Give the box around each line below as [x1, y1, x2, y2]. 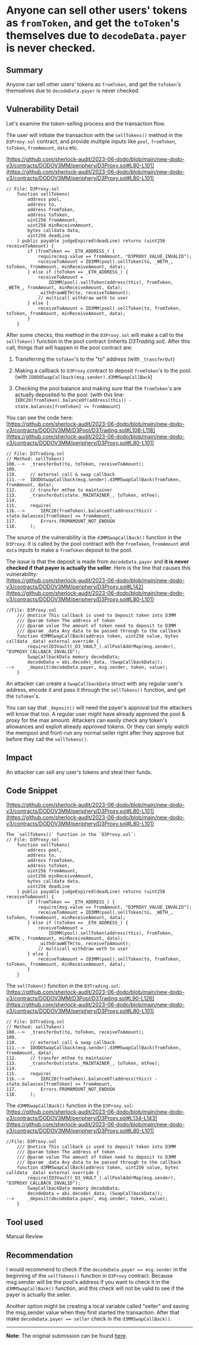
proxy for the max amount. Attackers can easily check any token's [6, 716, 168, 724]
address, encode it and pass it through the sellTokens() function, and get [6, 686, 186, 693]
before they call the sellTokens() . [6, 735, 89, 742]
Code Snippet [6, 786, 58, 796]
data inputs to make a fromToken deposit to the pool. [6, 546, 133, 554]
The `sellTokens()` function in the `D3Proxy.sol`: [6, 832, 136, 838]
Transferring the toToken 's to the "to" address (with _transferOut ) [14, 355, 175, 363]
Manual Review [6, 1233, 43, 1240]
